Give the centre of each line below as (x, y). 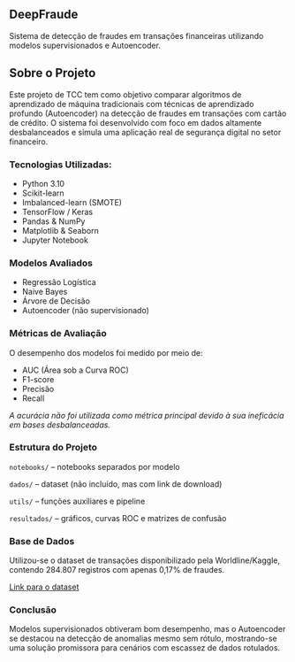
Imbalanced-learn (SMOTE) (72, 202)
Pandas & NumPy (53, 221)
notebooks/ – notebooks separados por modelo (95, 466)
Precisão (38, 389)
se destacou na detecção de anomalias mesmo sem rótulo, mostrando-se (143, 639)
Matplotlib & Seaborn (60, 230)
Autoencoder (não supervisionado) (86, 311)
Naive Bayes (45, 292)
